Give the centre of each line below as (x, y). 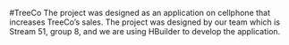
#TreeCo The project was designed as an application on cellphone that (140, 13)
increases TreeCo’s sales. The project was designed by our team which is (144, 22)
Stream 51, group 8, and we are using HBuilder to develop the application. (145, 31)
